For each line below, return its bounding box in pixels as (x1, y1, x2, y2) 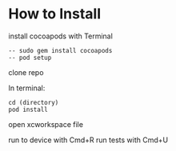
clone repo (8, 67, 44, 77)
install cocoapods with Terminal (8, 31, 114, 41)
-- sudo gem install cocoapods (8, 46, 113, 54)
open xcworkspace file (8, 119, 84, 129)
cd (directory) (8, 98, 59, 106)
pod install (8, 105, 48, 113)
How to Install (8, 5, 102, 23)
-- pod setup (8, 54, 52, 62)
